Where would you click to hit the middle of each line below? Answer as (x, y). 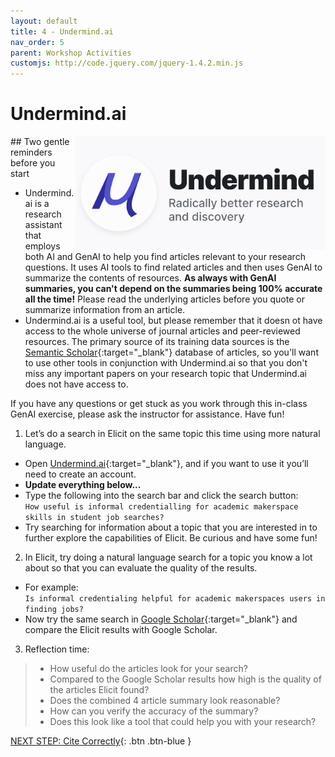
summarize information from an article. (105, 310)
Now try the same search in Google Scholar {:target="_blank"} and (161, 619)
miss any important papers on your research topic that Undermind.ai (165, 374)
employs (42, 246)
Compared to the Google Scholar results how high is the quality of (185, 679)
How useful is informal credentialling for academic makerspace (161, 507)
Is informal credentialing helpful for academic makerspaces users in (175, 599)
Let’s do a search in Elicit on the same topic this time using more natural (172, 434)
